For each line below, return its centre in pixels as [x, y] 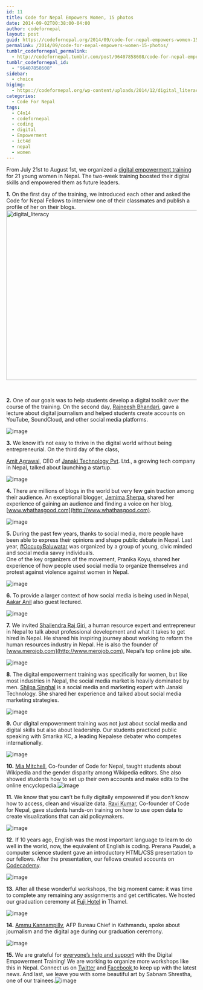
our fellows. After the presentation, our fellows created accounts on [90, 859]
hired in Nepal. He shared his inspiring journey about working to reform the [99, 638]
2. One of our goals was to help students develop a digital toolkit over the [98, 400]
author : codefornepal [34, 29]
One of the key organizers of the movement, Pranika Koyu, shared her [93, 559]
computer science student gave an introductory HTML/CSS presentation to [100, 852]
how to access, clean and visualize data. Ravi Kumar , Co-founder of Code [98, 803]
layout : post [23, 34]
